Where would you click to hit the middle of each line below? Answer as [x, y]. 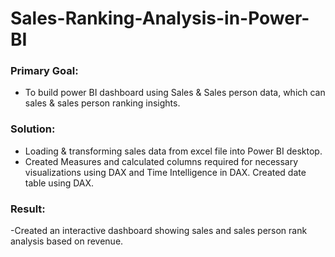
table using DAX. [59, 183]
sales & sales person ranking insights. [102, 103]
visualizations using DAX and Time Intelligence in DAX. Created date [165, 172]
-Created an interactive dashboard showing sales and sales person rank [159, 231]
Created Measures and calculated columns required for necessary [161, 161]
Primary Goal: [44, 71]
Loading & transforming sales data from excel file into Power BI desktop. [173, 151]
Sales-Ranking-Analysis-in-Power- [160, 18]
